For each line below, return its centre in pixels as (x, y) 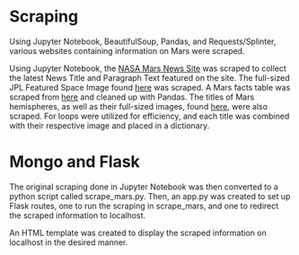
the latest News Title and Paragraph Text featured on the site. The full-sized (149, 77)
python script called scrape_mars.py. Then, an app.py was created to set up (150, 196)
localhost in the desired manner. (69, 242)
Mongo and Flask (75, 162)
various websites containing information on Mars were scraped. (127, 50)
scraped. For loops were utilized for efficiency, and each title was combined (149, 116)
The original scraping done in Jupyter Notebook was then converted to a (144, 187)
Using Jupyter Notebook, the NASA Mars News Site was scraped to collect (148, 68)
